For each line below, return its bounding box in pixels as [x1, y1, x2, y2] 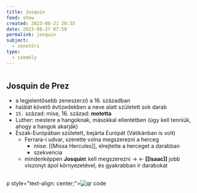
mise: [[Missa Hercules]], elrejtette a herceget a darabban [33, 142, 180, 150]
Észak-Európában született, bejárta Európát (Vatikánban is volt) [15, 129, 176, 137]
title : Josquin [6, 9, 45, 15]
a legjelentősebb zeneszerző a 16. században [15, 97, 131, 104]
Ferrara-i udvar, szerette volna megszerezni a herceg [24, 136, 160, 144]
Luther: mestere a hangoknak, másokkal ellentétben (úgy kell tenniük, [15, 117, 191, 124]
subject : [6, 37, 29, 43]
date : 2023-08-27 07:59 [6, 26, 68, 32]
